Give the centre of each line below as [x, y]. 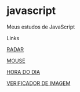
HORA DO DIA [23, 72]
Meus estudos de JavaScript [41, 27]
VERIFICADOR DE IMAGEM [39, 83]
